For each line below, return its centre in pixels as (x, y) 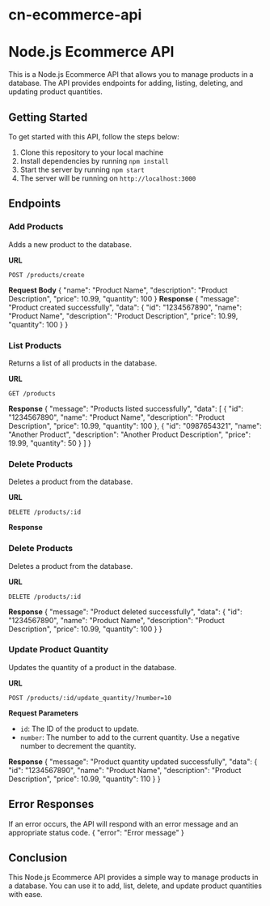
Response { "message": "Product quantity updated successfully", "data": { (133, 761)
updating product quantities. (55, 92)
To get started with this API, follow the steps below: (94, 136)
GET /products (32, 393)
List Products (35, 345)
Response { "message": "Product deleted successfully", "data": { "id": (125, 611)
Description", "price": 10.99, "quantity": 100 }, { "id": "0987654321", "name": (135, 425)
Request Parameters (44, 713)
